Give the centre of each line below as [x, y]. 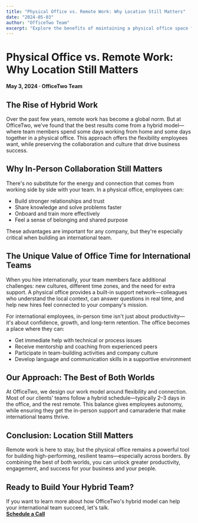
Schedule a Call [26, 514]
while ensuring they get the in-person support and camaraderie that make [96, 411]
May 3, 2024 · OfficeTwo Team [44, 86]
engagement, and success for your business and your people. [82, 469]
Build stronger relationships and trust [60, 201]
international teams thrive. [38, 417]
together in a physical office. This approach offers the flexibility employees [97, 138]
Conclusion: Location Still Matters [70, 435]
